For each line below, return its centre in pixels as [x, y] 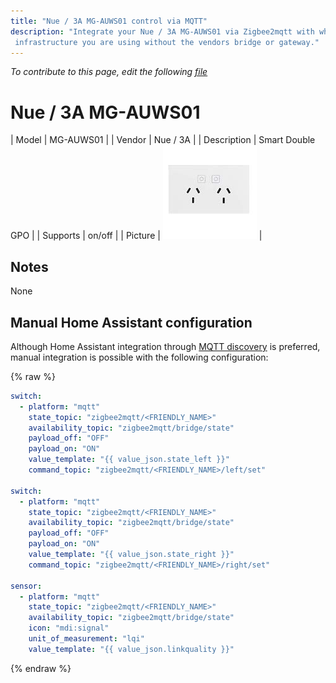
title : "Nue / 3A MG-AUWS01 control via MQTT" [109, 21]
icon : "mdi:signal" [69, 628]
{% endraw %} [41, 668]
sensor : [26, 586]
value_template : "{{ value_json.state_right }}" [131, 555]
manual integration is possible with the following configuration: [139, 357]
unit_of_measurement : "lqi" [86, 639]
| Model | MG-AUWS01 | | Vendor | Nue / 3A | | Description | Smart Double [163, 140]
